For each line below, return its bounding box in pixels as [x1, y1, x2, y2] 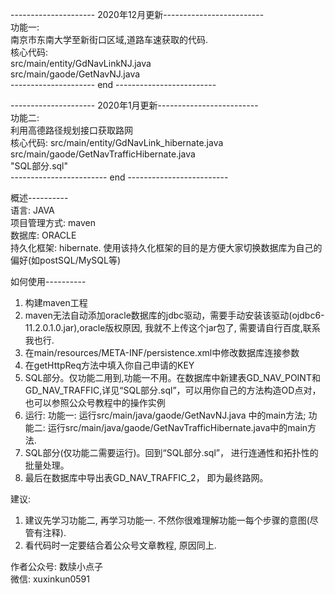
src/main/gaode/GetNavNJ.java [10, 68, 141, 80]
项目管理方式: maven [10, 217, 96, 228]
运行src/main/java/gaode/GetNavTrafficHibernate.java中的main [47, 422, 308, 433]
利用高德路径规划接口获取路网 [10, 124, 133, 136]
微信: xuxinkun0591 [10, 573, 90, 585]
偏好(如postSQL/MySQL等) [10, 254, 121, 266]
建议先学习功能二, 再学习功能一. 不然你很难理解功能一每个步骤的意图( [24, 514, 310, 526]
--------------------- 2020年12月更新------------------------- [10, 9, 265, 20]
